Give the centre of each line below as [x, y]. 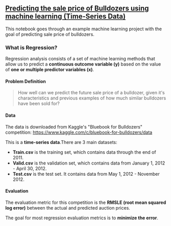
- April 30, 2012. [30, 168]
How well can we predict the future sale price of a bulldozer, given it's [91, 93]
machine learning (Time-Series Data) [66, 17]
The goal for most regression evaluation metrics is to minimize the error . [82, 218]
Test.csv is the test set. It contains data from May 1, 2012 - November [86, 174]
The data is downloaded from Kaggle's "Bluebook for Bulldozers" [74, 127]
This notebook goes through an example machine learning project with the [84, 29]
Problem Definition [26, 81]
